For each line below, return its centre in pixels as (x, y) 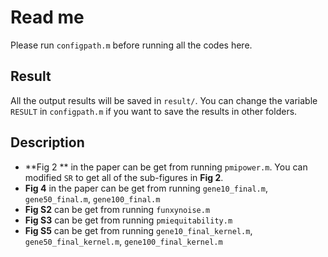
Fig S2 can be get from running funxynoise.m (117, 209)
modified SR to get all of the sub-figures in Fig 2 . (124, 177)
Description (47, 142)
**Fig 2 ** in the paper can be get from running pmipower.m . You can (166, 167)
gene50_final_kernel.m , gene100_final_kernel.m (123, 241)
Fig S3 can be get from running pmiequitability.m (128, 220)
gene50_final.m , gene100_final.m (92, 198)
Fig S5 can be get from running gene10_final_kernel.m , (138, 230)
